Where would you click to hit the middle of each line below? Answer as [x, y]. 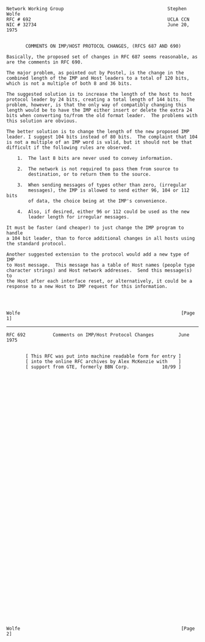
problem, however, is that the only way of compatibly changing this [97, 105]
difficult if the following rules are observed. [69, 148]
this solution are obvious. [42, 121]
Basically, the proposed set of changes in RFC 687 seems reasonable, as [102, 57]
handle [15, 233]
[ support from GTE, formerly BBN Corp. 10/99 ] [103, 367]
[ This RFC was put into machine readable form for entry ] [103, 356]
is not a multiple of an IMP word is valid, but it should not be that [99, 142]
